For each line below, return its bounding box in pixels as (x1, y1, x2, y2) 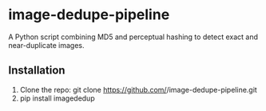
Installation (8, 64, 66, 77)
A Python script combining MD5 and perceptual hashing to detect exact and (8, 32, 258, 42)
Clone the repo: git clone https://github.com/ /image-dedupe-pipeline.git (19, 85, 257, 94)
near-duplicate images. (8, 40, 85, 50)
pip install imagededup (19, 93, 95, 103)
